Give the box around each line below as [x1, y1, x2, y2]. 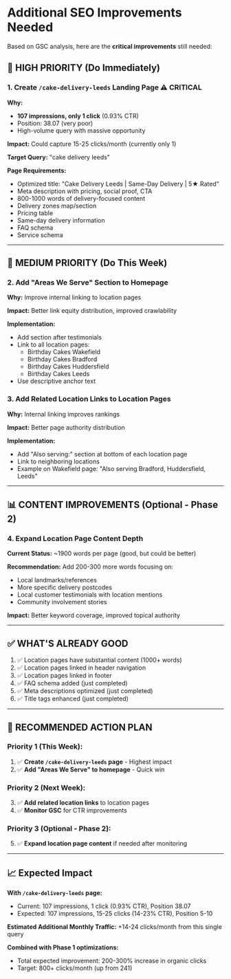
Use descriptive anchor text [16, 377, 96, 386]
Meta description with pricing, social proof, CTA [16, 187, 153, 195]
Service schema [16, 230, 63, 239]
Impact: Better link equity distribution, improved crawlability [7, 307, 177, 315]
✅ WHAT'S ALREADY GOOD [7, 637, 129, 649]
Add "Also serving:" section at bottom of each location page [16, 450, 188, 458]
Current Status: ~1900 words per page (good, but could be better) [7, 549, 197, 558]
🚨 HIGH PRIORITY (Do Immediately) [7, 62, 160, 74]
